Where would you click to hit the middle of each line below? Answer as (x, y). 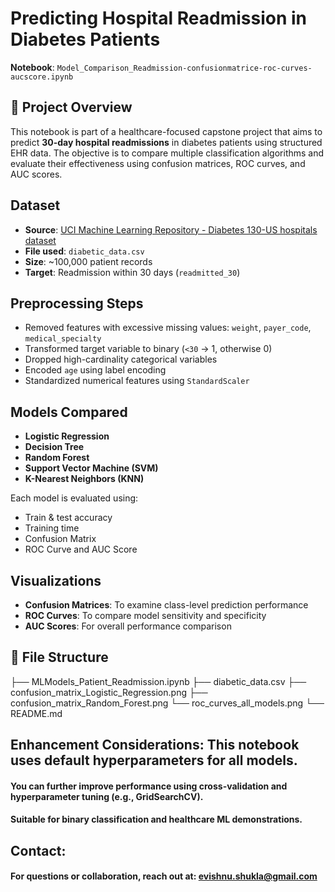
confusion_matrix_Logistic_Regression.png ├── (109, 692)
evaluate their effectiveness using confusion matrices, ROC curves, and (158, 163)
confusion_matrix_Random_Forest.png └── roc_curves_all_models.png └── (167, 703)
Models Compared (69, 412)
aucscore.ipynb (42, 77)
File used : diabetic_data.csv (84, 251)
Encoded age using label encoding (95, 370)
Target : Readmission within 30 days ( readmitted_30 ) (132, 272)
